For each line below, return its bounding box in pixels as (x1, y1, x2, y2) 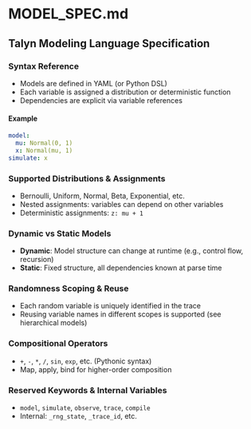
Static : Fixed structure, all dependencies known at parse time (19, 263, 222, 272)
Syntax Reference (8, 61, 80, 72)
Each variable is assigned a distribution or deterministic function (19, 87, 231, 97)
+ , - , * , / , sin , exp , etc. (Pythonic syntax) (19, 356, 152, 366)
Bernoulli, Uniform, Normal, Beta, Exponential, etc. (19, 191, 185, 201)
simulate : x (8, 153, 48, 162)
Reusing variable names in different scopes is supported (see (19, 309, 222, 320)
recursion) (19, 255, 54, 264)
